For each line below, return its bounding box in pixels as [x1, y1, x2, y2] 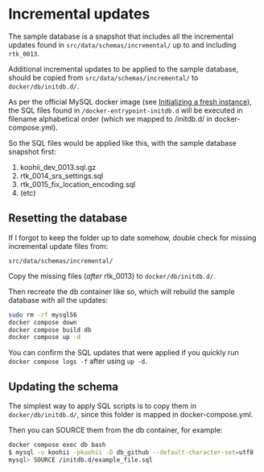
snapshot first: [8, 147, 56, 156]
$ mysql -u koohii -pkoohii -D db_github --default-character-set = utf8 [8, 448, 254, 456]
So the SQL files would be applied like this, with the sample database [8, 138, 237, 147]
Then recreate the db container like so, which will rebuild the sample [8, 287, 235, 296]
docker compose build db [8, 325, 92, 334]
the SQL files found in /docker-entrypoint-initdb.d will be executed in [8, 106, 243, 115]
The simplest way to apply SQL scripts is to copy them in [8, 401, 197, 411]
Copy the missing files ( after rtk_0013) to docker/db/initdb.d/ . [8, 271, 216, 280]
